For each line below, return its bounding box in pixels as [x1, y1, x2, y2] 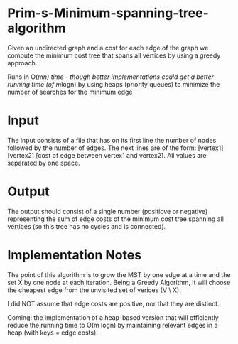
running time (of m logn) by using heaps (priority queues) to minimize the [7, 80, 220, 88]
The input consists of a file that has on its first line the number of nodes [7, 136, 217, 144]
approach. [7, 58, 38, 67]
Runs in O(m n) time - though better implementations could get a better [7, 72, 215, 81]
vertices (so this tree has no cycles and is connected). [7, 222, 166, 230]
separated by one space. [7, 158, 80, 167]
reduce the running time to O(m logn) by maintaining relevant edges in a [7, 321, 218, 329]
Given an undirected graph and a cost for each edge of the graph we [7, 43, 209, 52]
